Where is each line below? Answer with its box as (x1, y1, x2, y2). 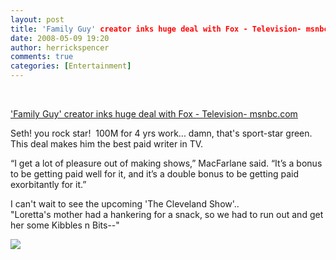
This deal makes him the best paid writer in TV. (10, 138, 204, 150)
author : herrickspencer (10, 42, 110, 53)
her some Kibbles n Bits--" (10, 219, 120, 231)
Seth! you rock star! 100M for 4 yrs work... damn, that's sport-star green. (10, 127, 313, 139)
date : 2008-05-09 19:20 (10, 33, 110, 43)
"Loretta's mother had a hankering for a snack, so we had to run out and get (10, 209, 324, 220)
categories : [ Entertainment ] (10, 61, 132, 71)
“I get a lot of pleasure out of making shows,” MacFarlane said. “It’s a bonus (10, 157, 323, 169)
